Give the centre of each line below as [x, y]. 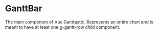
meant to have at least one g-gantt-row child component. [63, 27]
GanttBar [24, 9]
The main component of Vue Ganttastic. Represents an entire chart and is [79, 22]
